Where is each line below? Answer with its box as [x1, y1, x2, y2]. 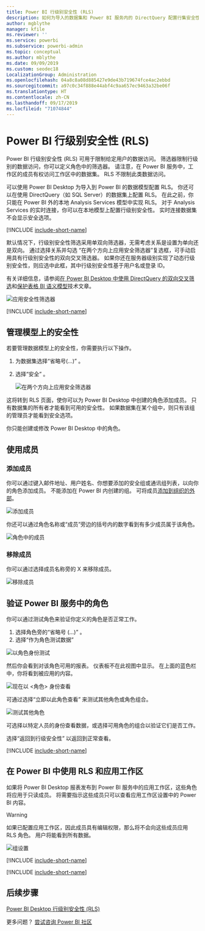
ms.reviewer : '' [6, 32, 48, 38]
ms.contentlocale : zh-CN [6, 94, 70, 100]
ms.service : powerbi [6, 37, 59, 43]
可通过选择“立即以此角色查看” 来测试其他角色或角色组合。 [6, 695, 152, 703]
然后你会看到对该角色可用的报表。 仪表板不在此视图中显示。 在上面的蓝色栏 [6, 662, 196, 670]
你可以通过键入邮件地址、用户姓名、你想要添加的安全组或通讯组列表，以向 [6, 479, 193, 486]
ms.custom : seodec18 [6, 65, 59, 72]
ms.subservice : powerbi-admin [6, 43, 84, 50]
